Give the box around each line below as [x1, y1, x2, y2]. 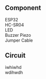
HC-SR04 [5, 22, 24, 28]
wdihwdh [5, 69, 23, 75]
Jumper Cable [5, 37, 33, 43]
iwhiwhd [5, 64, 22, 70]
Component [5, 4, 42, 12]
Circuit [5, 51, 26, 60]
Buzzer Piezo [5, 32, 31, 38]
